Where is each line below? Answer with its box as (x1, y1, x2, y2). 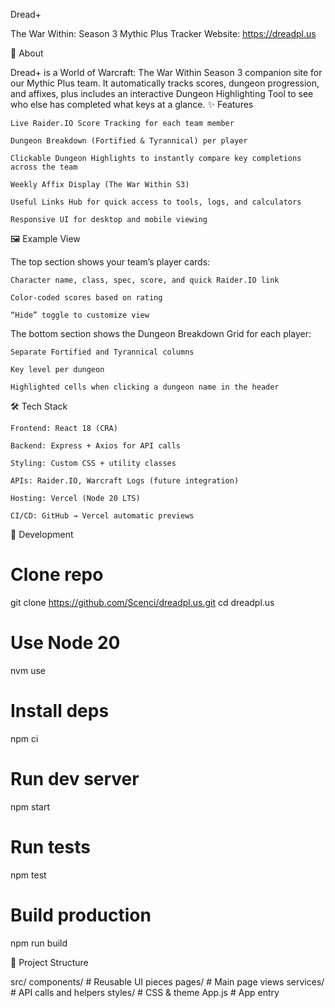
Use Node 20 (10, 632, 121, 654)
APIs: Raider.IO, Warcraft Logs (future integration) (10, 476, 240, 486)
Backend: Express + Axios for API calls (10, 441, 182, 451)
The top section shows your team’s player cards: (10, 256, 211, 268)
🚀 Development (10, 529, 74, 540)
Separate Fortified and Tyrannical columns (10, 347, 195, 357)
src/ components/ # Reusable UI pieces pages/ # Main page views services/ (10, 975, 325, 988)
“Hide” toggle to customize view (10, 310, 150, 320)
